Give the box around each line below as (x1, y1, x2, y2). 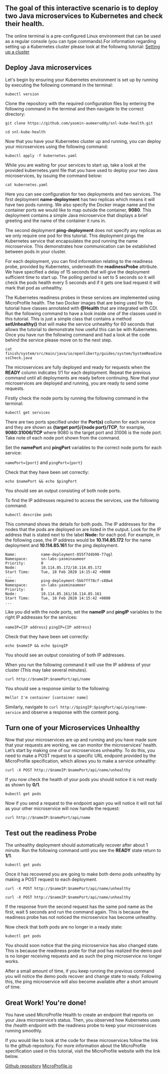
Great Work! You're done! (5, 998, 86, 1007)
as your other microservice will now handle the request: (5, 805, 120, 811)
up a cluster (5, 48, 30, 54)
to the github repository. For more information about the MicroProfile (5, 1042, 146, 1049)
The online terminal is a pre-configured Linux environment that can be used (5, 32, 161, 39)
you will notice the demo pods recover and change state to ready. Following (5, 973, 161, 979)
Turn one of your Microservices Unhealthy (5, 723, 140, 732)
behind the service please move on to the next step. (5, 337, 112, 343)
